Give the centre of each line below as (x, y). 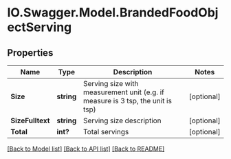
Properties (30, 53)
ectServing (40, 27)
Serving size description (122, 120)
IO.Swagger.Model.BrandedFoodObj (113, 13)
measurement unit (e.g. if (124, 92)
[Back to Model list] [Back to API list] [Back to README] (86, 149)
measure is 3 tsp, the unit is (128, 101)
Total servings (106, 132)
